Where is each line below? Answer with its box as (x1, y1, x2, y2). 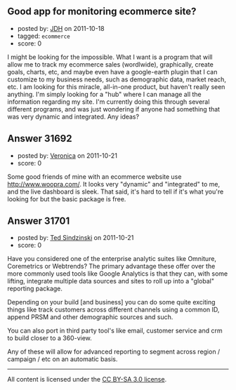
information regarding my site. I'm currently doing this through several (7, 97, 210, 106)
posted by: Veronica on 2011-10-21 (17, 151, 118, 160)
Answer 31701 (7, 215, 70, 227)
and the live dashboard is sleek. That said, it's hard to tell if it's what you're (7, 187, 224, 196)
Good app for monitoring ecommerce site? (7, 6, 197, 18)
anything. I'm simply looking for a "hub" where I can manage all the (7, 90, 202, 98)
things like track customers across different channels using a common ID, (7, 305, 220, 314)
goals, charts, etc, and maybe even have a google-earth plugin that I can (7, 67, 218, 76)
